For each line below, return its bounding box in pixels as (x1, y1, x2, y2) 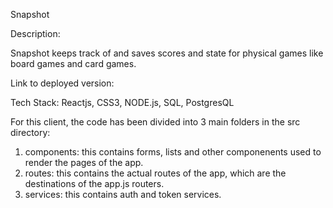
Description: (10, 28, 61, 39)
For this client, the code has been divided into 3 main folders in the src (10, 116, 301, 128)
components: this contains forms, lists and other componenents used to (24, 146, 322, 158)
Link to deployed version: (10, 77, 115, 89)
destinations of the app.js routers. (24, 178, 165, 189)
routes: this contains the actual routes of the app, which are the (24, 167, 287, 179)
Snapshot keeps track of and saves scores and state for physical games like (10, 47, 324, 59)
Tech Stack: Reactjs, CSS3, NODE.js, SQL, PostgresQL (10, 97, 235, 108)
